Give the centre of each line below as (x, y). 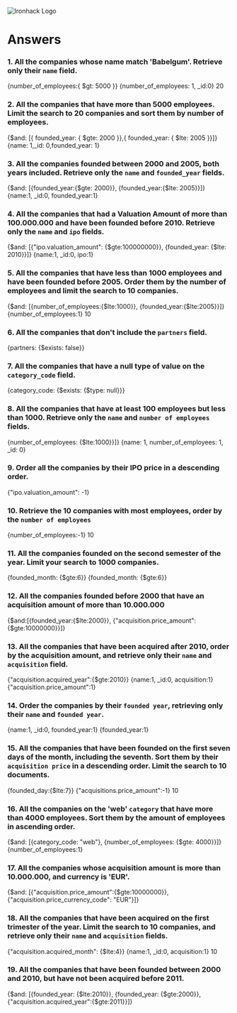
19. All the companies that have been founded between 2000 (114, 970)
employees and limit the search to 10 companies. (93, 291)
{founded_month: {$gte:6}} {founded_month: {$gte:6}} (87, 578)
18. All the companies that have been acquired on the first (108, 918)
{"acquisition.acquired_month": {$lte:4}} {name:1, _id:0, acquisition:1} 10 (112, 951)
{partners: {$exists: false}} (46, 347)
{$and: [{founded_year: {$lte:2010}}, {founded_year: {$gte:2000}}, (104, 994)
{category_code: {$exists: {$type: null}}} (66, 390)
